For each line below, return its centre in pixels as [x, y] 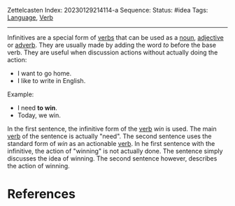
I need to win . [37, 108]
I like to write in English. [51, 81]
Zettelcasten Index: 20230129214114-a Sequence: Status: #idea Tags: [108, 10]
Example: [21, 94]
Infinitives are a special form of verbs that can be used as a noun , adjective [115, 37]
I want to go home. [44, 73]
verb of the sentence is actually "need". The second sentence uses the [109, 136]
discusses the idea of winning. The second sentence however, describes [112, 159]
